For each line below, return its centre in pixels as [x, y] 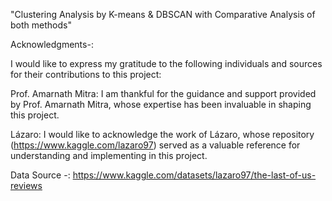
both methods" [41, 25]
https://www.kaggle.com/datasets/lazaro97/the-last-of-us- [194, 175]
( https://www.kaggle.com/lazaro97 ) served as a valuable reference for [155, 145]
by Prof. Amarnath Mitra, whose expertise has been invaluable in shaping [161, 104]
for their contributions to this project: [86, 74]
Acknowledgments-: [52, 44]
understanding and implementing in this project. [109, 155]
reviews [26, 185]
